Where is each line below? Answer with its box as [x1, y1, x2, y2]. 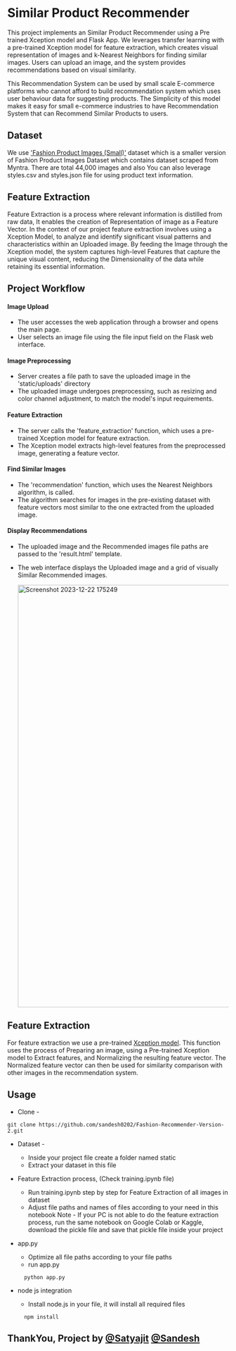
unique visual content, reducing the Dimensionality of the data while [7, 255, 204, 263]
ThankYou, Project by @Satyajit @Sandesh [7, 1332, 200, 1344]
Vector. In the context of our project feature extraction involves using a [7, 225, 212, 233]
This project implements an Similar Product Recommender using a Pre [7, 28, 210, 37]
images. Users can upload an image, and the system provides [7, 58, 186, 66]
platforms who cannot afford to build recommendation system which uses [7, 87, 221, 95]
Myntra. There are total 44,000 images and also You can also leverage [7, 163, 211, 172]
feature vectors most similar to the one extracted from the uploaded [17, 503, 214, 511]
